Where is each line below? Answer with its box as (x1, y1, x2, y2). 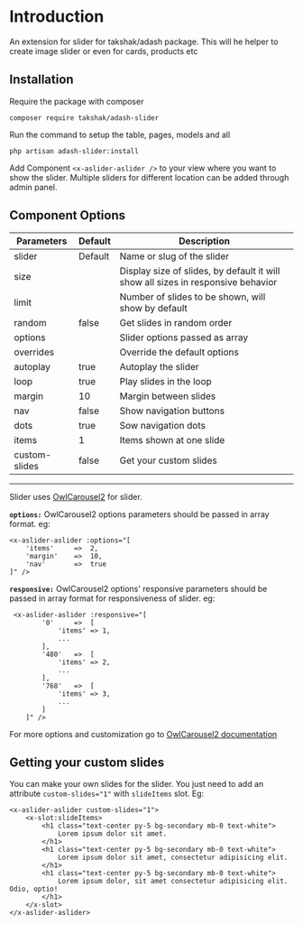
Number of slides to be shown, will (119, 291, 266, 303)
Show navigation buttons (119, 404, 225, 417)
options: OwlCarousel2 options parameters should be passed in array (9, 508, 270, 520)
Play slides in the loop (119, 375, 212, 387)
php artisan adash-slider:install (9, 146, 140, 155)
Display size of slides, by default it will (119, 264, 280, 277)
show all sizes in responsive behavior (119, 275, 278, 288)
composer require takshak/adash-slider (9, 113, 160, 123)
